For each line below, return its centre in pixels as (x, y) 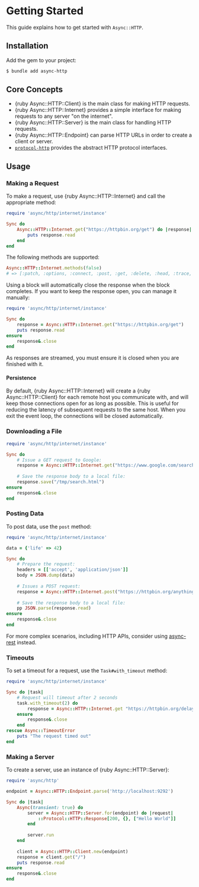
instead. (27, 642)
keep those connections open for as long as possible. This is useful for (92, 403)
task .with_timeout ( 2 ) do (47, 703)
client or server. (34, 142)
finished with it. (25, 364)
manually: (18, 298)
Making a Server (30, 757)
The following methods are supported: (53, 257)
